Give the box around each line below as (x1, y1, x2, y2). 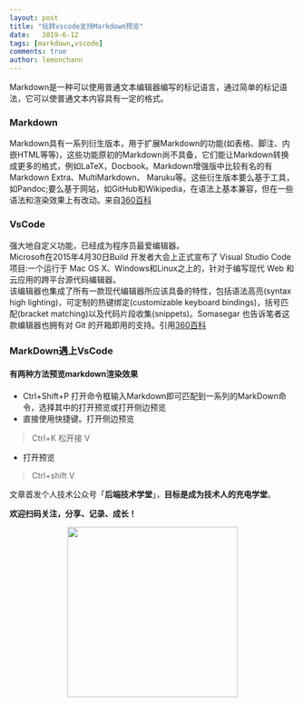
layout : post (9, 13, 59, 23)
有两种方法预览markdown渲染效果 (9, 369, 139, 380)
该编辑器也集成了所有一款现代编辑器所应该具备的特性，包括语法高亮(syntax (9, 285, 292, 296)
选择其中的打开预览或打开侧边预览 (38, 402, 166, 413)
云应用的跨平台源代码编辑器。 (9, 274, 121, 284)
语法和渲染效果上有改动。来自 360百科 (9, 194, 152, 205)
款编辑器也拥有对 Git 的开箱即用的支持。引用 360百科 (9, 319, 207, 330)
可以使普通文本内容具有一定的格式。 (33, 93, 169, 104)
